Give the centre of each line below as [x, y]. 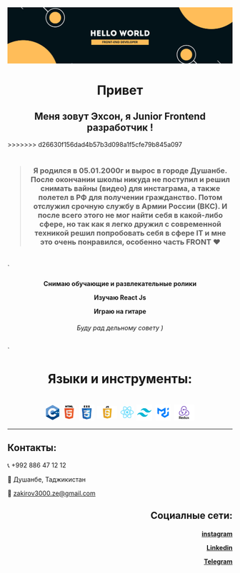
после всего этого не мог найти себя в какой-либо [130, 215]
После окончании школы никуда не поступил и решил [131, 179]
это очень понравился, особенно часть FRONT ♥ [130, 242]
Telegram [218, 561]
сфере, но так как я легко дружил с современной [130, 224]
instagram [217, 534]
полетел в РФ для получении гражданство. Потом [130, 197]
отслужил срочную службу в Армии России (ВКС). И [130, 206]
